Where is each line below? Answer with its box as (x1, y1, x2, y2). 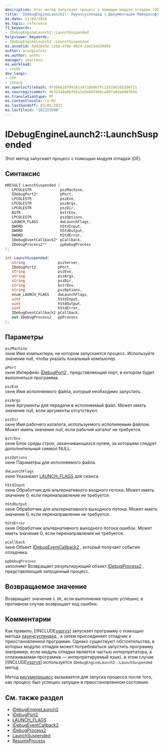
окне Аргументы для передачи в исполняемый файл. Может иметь (5, 402, 146, 408)
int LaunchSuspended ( (5, 255, 50, 260)
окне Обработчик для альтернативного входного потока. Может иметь (5, 487, 155, 493)
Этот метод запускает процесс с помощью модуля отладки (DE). (5, 155, 142, 161)
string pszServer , (11, 260, 80, 265)
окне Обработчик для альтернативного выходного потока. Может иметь (5, 506, 158, 512)
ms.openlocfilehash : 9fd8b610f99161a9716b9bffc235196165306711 (5, 84, 137, 90)
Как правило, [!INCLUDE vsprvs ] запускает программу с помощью (5, 628, 144, 634)
